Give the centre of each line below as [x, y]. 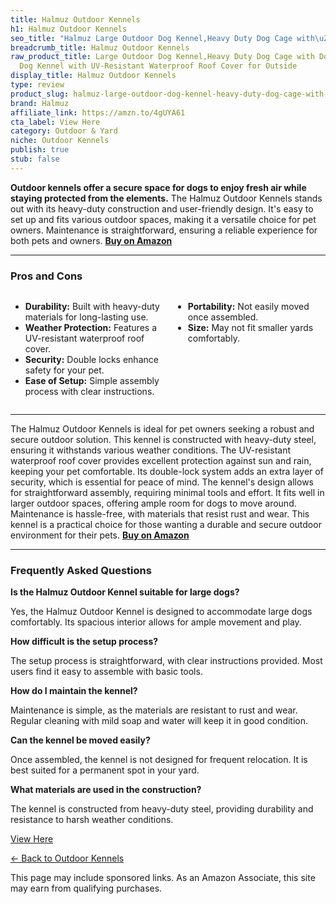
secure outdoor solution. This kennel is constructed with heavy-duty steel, [163, 440]
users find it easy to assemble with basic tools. [106, 672]
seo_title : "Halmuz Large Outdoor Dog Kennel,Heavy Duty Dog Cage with [162, 38]
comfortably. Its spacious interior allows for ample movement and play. [156, 622]
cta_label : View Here [55, 122]
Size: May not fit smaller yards [250, 328]
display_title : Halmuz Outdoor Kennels [93, 76]
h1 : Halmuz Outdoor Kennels [69, 29]
